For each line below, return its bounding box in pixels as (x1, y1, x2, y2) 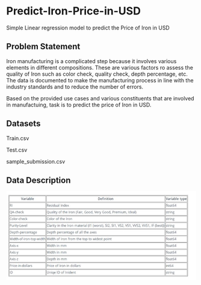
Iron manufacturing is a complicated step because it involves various (6, 57, 177, 64)
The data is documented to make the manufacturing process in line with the (6, 76, 194, 84)
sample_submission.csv (6, 158, 66, 165)
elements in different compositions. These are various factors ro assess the (6, 64, 194, 71)
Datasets (6, 118, 41, 129)
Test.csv (6, 146, 28, 153)
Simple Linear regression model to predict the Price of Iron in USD (6, 24, 170, 31)
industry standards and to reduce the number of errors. (6, 83, 143, 90)
